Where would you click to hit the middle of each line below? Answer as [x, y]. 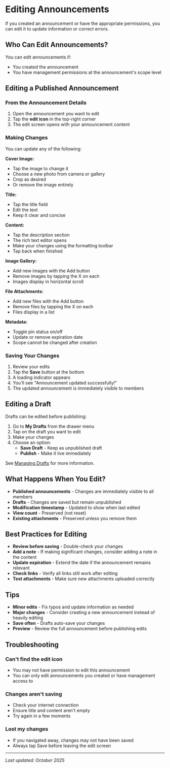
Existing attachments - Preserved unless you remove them [75, 518]
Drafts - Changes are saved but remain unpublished [67, 502]
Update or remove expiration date [48, 337]
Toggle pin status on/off [37, 332]
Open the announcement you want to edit [56, 114]
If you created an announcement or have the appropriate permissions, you [83, 23]
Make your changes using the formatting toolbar [63, 245]
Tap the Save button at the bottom [48, 372]
